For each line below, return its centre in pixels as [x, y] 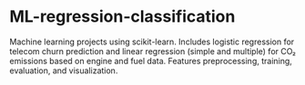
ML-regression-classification [122, 17]
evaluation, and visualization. [64, 71]
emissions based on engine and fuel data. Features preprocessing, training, [151, 61]
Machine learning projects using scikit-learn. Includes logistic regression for [152, 42]
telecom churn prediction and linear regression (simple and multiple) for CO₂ [153, 51]
